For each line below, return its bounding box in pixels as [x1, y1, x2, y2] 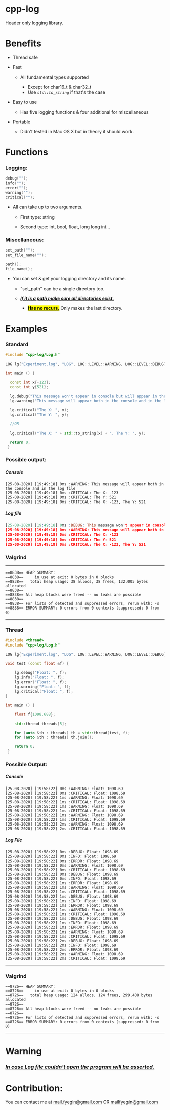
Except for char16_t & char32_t [27, 84, 92, 90]
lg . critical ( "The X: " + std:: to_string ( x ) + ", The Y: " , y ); [10, 431, 146, 436]
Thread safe [12, 54, 38, 60]
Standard [5, 341, 29, 348]
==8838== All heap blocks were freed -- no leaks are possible [5, 592, 142, 597]
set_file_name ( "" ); [5, 252, 47, 258]
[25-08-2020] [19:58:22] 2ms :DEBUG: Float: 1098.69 [5, 938, 119, 943]
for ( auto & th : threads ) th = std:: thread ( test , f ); [14, 730, 130, 735]
